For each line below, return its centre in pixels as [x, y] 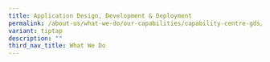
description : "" [35, 38]
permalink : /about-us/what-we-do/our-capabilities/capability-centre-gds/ [136, 23]
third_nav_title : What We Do [57, 46]
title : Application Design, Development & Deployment [100, 16]
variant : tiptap [35, 31]
